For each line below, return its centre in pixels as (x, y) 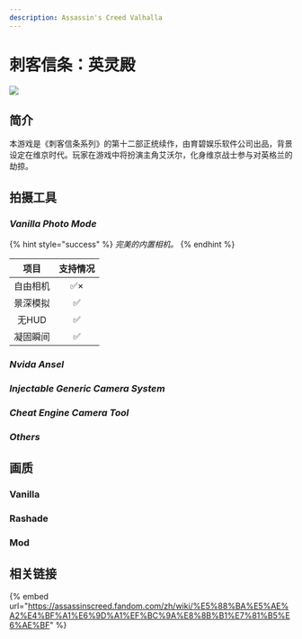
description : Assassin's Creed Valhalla (86, 18)
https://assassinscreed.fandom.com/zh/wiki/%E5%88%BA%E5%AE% (158, 606)
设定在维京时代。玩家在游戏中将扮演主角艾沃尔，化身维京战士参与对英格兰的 (151, 155)
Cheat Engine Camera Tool (69, 412)
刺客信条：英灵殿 (73, 65)
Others (25, 436)
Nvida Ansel (37, 364)
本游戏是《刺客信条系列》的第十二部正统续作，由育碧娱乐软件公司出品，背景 (151, 144)
